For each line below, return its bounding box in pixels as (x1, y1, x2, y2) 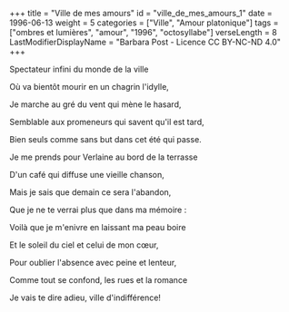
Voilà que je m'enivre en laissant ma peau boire (9, 222, 186, 232)
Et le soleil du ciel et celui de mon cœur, (9, 239, 159, 250)
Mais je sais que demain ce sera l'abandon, (9, 187, 172, 198)
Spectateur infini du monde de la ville (9, 63, 149, 74)
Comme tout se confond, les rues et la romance (9, 275, 188, 285)
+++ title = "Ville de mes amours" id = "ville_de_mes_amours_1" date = (9, 8, 273, 18)
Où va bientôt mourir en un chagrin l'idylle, (9, 82, 170, 92)
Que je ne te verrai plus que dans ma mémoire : (9, 204, 187, 215)
